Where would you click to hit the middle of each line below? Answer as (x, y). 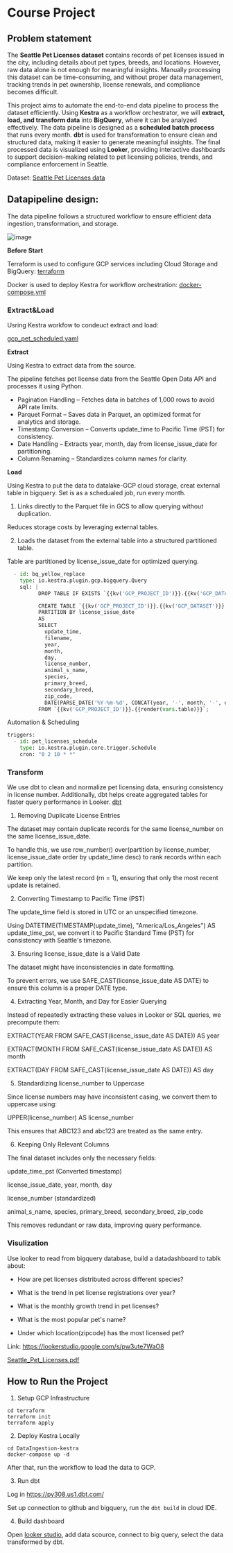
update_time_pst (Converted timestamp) (65, 1172)
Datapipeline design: (53, 199)
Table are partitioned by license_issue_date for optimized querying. (103, 561)
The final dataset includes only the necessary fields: (82, 1158)
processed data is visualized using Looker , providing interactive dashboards (116, 149)
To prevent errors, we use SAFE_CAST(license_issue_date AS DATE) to (108, 981)
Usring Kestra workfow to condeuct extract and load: (83, 325)
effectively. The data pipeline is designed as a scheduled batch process (111, 127)
